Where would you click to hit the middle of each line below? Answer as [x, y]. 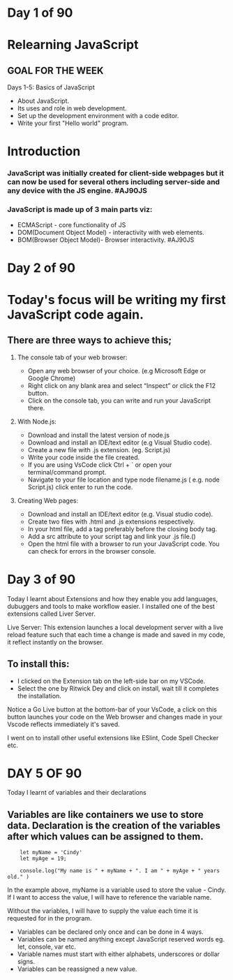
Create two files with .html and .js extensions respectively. [111, 521]
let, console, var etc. [47, 947]
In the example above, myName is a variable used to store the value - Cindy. [117, 890]
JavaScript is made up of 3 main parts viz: [80, 210]
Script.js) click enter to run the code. [80, 487]
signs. [26, 962]
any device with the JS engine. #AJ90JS [77, 191]
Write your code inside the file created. [84, 457]
